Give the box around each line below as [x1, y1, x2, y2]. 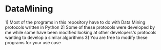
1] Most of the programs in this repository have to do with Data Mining [5, 19, 145, 25]
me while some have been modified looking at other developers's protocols [5, 29, 157, 35]
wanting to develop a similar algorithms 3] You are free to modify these [5, 35, 148, 40]
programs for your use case [5, 39, 61, 45]
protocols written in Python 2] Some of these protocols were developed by [5, 24, 155, 30]
